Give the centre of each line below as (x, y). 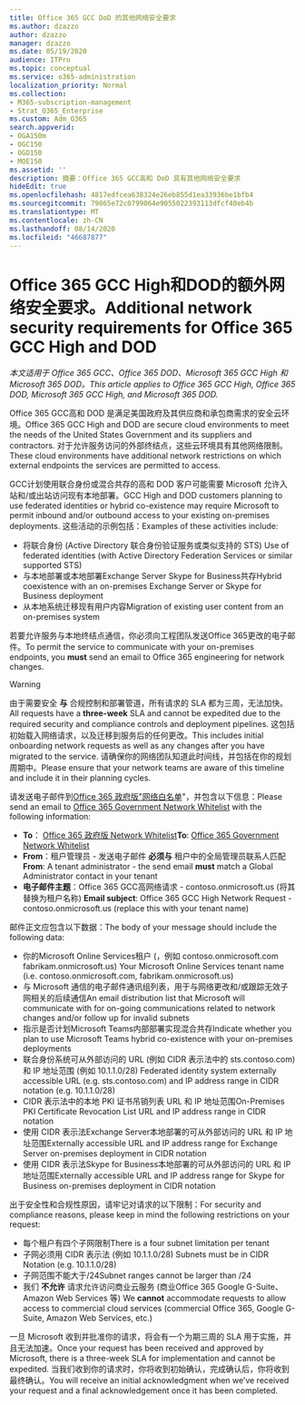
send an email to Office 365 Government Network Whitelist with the (136, 807)
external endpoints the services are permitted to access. (115, 466)
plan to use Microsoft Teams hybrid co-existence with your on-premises (157, 1039)
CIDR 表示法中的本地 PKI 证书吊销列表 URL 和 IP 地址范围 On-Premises (153, 1101)
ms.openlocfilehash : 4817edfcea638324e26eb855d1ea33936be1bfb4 (132, 195)
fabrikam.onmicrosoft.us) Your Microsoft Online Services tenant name (153, 967)
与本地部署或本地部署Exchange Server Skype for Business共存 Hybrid (152, 576)
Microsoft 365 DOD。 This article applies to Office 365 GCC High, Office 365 (152, 384)
